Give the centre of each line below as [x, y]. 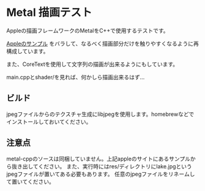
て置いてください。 [31, 181]
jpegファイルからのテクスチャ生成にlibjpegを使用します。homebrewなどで [100, 114]
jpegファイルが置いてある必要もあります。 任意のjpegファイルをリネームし [101, 174]
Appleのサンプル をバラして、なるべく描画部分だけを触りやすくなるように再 [102, 43]
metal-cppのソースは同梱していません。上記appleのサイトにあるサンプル [99, 159]
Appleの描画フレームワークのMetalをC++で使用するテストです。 [88, 31]
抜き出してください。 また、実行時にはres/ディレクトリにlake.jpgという [102, 166]
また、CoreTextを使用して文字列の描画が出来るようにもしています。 [92, 64]
